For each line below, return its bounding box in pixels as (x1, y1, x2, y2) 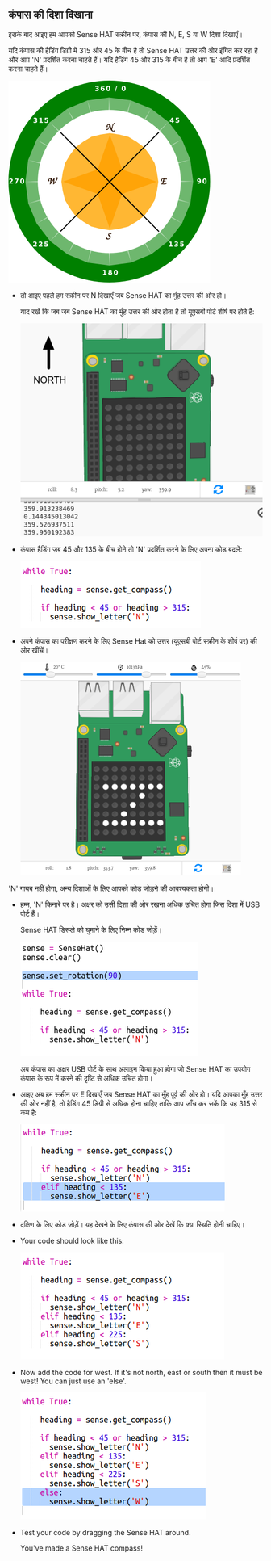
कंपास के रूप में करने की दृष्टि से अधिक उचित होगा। (19, 1073, 153, 1083)
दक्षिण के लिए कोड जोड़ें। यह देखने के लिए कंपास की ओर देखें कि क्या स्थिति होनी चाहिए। (19, 1220, 245, 1230)
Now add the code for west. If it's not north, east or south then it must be (19, 1368, 263, 1378)
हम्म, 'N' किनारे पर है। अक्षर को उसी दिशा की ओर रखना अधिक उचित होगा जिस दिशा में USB (19, 900, 261, 909)
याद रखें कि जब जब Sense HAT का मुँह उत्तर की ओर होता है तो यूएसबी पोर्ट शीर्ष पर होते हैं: (19, 306, 255, 316)
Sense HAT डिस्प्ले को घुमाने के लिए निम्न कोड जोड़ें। (19, 925, 163, 935)
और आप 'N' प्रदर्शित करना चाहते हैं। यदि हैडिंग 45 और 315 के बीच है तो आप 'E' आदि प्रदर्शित (8, 54, 251, 65)
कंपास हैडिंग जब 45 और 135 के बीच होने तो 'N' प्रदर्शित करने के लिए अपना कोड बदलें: (19, 544, 243, 554)
